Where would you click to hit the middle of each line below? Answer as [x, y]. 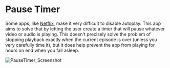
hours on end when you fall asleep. [42, 50]
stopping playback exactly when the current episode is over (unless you [81, 40]
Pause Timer [33, 9]
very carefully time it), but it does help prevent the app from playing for [80, 45]
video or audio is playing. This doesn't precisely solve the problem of [78, 34]
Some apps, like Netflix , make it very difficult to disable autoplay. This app [83, 23]
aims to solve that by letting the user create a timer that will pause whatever [85, 28]
